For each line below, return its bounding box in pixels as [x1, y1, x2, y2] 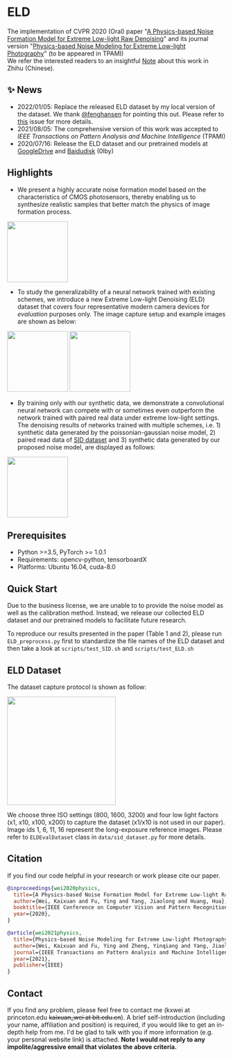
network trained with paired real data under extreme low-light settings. [17, 413, 220, 422]
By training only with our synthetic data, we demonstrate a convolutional [17, 398, 224, 407]
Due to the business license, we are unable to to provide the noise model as [7, 601, 224, 610]
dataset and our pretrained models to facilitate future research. [7, 616, 187, 624]
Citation [7, 853, 43, 864]
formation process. [17, 207, 72, 216]
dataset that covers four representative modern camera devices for [17, 302, 210, 311]
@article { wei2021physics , [7, 930, 82, 937]
